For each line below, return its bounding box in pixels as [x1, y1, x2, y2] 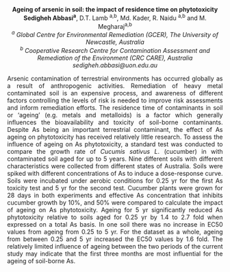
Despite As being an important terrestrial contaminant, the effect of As [7, 125, 223, 133]
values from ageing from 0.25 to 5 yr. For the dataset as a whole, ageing [7, 227, 223, 236]
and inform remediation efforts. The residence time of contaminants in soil [7, 103, 223, 111]
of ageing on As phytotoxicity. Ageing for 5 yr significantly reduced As [7, 205, 223, 214]
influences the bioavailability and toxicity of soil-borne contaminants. [7, 118, 223, 126]
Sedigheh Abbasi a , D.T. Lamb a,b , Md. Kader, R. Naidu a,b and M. [23, 12, 207, 22]
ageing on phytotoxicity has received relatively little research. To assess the [7, 133, 223, 141]
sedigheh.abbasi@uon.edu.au [72, 60, 158, 69]
